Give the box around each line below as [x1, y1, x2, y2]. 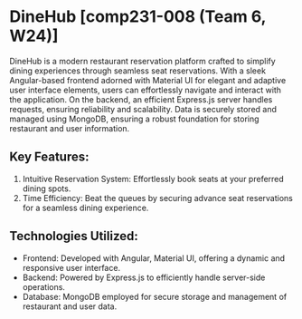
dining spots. [22, 183, 71, 194]
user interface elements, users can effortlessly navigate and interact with [9, 84, 282, 95]
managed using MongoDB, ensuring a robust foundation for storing [9, 113, 260, 124]
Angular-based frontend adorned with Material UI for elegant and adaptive [9, 74, 287, 85]
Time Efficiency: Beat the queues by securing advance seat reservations [22, 192, 294, 203]
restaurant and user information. [9, 122, 130, 133]
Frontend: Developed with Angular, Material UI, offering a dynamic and [22, 252, 286, 264]
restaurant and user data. [22, 301, 118, 312]
